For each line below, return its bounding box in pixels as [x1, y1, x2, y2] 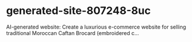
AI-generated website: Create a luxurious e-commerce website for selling [6, 23, 186, 30]
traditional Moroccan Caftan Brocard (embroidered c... [6, 29, 140, 36]
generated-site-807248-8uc [6, 4, 151, 17]
